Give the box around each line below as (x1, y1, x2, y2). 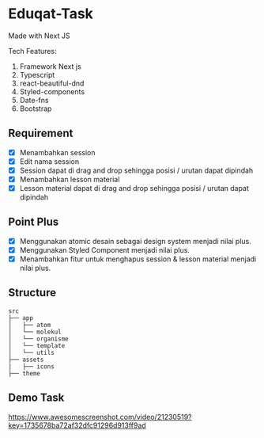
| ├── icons (8, 362, 55, 371)
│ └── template (8, 341, 66, 349)
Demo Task (8, 391, 65, 405)
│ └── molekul (8, 328, 62, 336)
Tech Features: (8, 46, 57, 55)
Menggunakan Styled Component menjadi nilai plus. (19, 245, 190, 254)
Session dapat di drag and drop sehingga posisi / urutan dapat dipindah (19, 166, 254, 175)
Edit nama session (19, 156, 80, 166)
